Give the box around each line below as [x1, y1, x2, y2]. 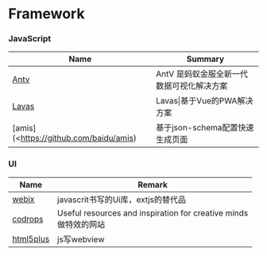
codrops [12, 213, 44, 224]
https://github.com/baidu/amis [20, 133, 133, 144]
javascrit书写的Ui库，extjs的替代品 [56, 194, 187, 205]
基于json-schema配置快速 [156, 122, 254, 134]
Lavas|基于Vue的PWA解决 [156, 95, 253, 107]
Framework [8, 5, 85, 23]
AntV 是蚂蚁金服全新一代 [156, 68, 249, 80]
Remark [137, 179, 168, 190]
